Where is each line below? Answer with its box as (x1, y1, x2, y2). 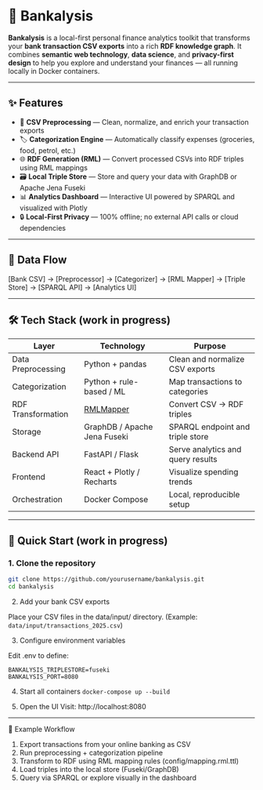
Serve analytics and (168, 444, 242, 455)
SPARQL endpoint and (168, 421, 250, 432)
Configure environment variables (19, 635, 126, 645)
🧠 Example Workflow (8, 724, 76, 734)
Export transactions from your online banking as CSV (19, 739, 191, 748)
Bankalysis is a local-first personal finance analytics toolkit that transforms (8, 33, 250, 42)
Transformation (12, 409, 69, 420)
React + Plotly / (84, 467, 140, 478)
